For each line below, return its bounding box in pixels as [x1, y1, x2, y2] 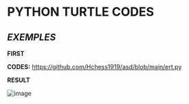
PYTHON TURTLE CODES [7, 4, 155, 20]
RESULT [7, 76, 31, 84]
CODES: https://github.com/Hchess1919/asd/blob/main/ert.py [7, 63, 182, 70]
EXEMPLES [7, 31, 56, 43]
